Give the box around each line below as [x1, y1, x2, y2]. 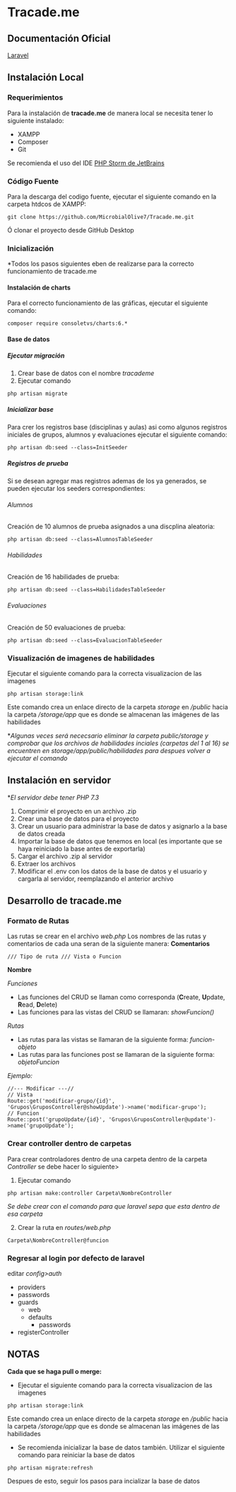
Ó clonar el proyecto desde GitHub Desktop [7, 225, 134, 234]
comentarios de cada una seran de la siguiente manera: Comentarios [7, 940, 211, 948]
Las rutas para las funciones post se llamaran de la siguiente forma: [17, 1050, 215, 1059]
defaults [28, 1313, 52, 1321]
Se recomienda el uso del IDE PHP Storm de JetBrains [7, 158, 165, 167]
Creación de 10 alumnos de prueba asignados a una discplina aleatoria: [7, 522, 216, 531]
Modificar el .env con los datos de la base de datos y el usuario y [17, 867, 207, 875]
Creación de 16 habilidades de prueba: [7, 573, 120, 581]
